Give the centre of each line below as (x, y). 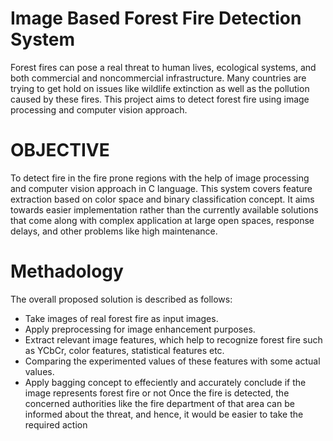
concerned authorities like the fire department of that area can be (159, 403)
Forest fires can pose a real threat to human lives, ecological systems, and (163, 67)
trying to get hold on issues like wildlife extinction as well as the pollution (160, 88)
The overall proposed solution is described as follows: (121, 299)
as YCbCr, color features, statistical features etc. (124, 350)
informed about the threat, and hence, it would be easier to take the (164, 414)
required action (56, 424)
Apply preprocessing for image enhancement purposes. (140, 329)
